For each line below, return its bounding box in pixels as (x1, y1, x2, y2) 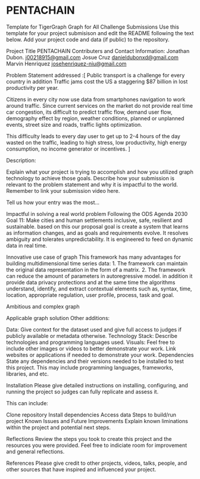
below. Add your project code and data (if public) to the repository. (6, 36, 170, 43)
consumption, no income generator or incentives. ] (6, 145, 131, 152)
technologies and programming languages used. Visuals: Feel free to (6, 339, 175, 346)
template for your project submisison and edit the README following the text (6, 29, 194, 36)
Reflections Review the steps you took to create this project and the (6, 435, 172, 442)
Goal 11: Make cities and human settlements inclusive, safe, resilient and (6, 217, 183, 224)
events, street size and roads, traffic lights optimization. (6, 121, 143, 128)
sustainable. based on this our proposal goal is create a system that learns (6, 223, 189, 230)
